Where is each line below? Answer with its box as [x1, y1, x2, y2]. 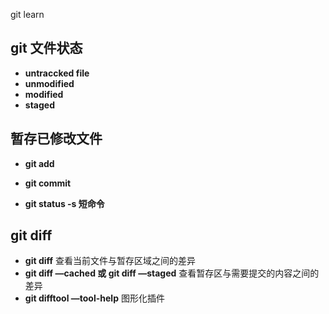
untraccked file [24, 67, 90, 79]
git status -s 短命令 [24, 197, 105, 209]
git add [24, 157, 55, 169]
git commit [24, 177, 72, 189]
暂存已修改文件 [10, 130, 103, 148]
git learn [10, 9, 45, 20]
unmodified [24, 77, 75, 89]
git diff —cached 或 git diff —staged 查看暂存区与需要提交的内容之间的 [24, 267, 320, 279]
